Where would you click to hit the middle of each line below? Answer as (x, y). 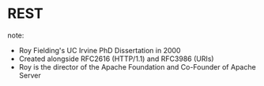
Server (30, 75)
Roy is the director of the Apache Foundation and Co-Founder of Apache (137, 66)
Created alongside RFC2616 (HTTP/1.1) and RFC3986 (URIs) (116, 59)
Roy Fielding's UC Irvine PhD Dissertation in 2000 (100, 50)
